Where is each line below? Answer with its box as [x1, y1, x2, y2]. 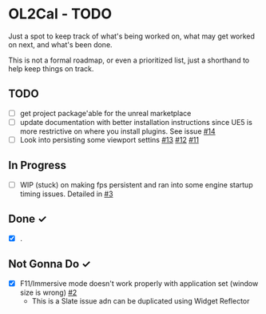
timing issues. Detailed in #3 [19, 189, 113, 199]
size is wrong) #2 [19, 288, 77, 297]
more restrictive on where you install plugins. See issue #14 [19, 126, 216, 136]
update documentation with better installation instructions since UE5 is [19, 117, 253, 127]
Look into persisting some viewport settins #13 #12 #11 [19, 135, 200, 144]
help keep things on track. [8, 63, 94, 73]
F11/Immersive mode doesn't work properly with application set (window [19, 278, 259, 288]
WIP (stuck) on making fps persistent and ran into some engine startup [19, 179, 253, 189]
